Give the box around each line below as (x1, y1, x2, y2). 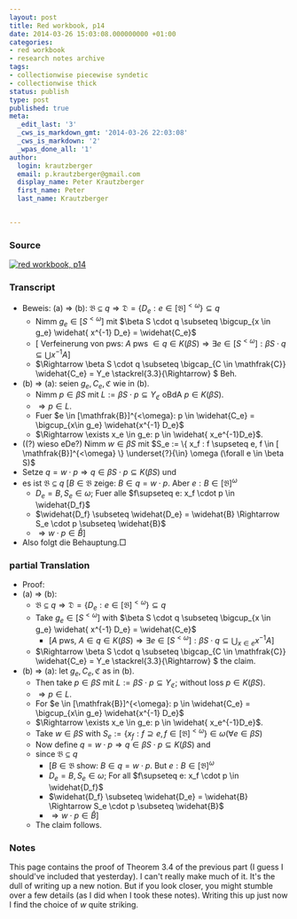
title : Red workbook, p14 (9, 21, 105, 30)
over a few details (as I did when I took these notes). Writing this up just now (9, 890, 288, 900)
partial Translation (9, 559, 90, 572)
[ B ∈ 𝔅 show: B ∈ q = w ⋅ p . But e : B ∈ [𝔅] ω (48, 759, 215, 771)
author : (9, 152, 38, 162)
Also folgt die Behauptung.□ (21, 537, 127, 548)
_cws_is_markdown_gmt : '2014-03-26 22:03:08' (17, 129, 189, 137)
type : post (9, 95, 50, 105)
